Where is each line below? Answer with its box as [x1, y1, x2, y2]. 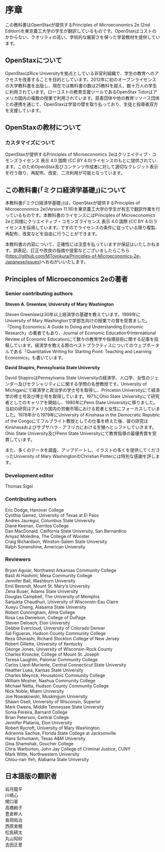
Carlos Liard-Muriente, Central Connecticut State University [5, 662, 127, 668]
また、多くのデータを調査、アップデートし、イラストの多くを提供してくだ [5, 447, 156, 453]
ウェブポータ [133, 342, 160, 348]
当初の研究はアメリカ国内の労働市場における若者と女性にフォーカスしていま [5, 405, 160, 411]
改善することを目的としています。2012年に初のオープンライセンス [22, 76, 157, 82]
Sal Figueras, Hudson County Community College [5, 630, 106, 636]
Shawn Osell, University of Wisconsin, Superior [5, 698, 101, 705]
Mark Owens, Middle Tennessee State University [5, 704, 104, 710]
